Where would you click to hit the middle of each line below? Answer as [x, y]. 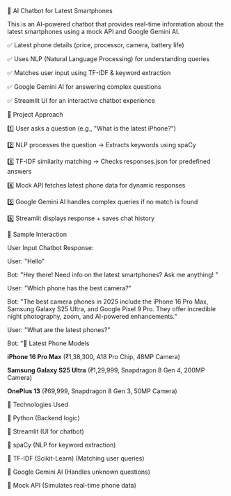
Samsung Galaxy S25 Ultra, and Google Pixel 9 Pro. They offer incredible [112, 309]
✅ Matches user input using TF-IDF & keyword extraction [89, 73]
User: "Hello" [26, 261]
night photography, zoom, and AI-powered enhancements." [92, 316]
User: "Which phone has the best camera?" [70, 288]
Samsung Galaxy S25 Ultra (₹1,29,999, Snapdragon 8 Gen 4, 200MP [106, 370]
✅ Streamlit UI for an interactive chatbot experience [81, 100]
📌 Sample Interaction [37, 234]
